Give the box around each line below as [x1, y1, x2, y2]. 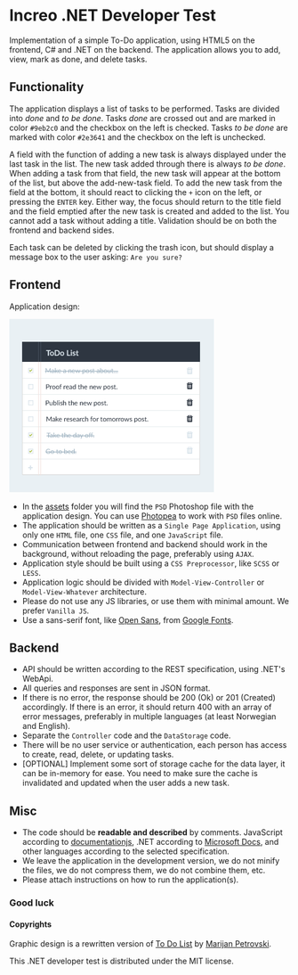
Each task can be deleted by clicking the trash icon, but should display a [9, 242, 274, 252]
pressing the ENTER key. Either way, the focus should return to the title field [9, 196, 282, 207]
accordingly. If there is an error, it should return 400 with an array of [21, 701, 272, 713]
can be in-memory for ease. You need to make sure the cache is [21, 768, 258, 779]
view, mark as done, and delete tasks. [9, 53, 148, 64]
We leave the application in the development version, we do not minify [21, 856, 280, 866]
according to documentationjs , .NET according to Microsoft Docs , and [21, 837, 279, 848]
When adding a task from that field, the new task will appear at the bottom [9, 168, 281, 178]
